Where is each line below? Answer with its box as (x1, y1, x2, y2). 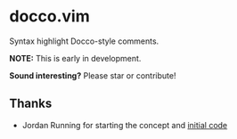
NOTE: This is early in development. (9, 53, 142, 63)
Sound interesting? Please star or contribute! (9, 69, 176, 81)
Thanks (9, 96, 53, 111)
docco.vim (9, 6, 91, 27)
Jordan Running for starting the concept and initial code (21, 119, 228, 130)
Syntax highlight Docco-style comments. (9, 36, 159, 46)
